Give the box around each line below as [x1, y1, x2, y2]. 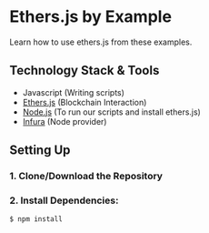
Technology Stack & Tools [9, 63, 160, 78]
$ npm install [9, 215, 64, 224]
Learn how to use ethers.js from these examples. [9, 36, 193, 47]
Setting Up [9, 143, 71, 158]
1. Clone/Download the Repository [9, 170, 164, 183]
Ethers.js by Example [9, 6, 173, 27]
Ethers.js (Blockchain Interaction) [22, 96, 147, 107]
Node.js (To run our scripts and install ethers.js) [22, 106, 202, 117]
